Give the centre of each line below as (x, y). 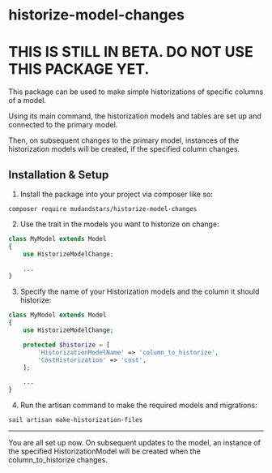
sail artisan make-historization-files (76, 420)
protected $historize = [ (67, 345)
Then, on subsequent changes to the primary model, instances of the (124, 140)
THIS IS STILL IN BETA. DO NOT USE (131, 52)
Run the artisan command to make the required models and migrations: (138, 405)
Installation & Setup (59, 175)
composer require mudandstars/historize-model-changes (103, 209)
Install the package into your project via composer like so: (116, 194)
